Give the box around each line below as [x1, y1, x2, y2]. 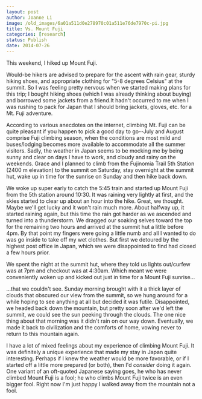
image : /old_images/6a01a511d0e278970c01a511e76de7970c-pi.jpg [6, 20, 169, 26]
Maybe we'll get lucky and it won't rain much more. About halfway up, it [6, 203, 185, 211]
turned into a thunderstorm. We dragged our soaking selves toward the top [6, 216, 193, 224]
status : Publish [6, 37, 47, 43]
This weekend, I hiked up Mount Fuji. [6, 59, 98, 67]
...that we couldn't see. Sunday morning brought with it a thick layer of [6, 285, 181, 292]
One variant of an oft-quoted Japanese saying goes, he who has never [6, 368, 182, 375]
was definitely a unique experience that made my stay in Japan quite [6, 348, 177, 355]
